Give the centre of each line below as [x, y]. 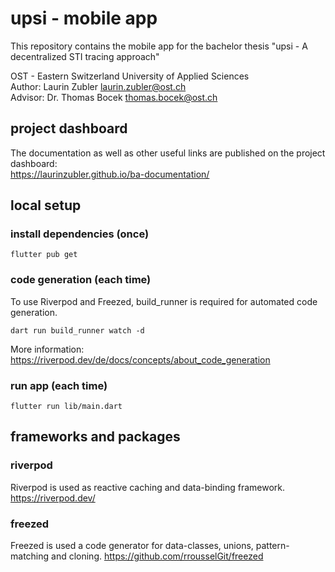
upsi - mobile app [84, 18]
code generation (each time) [81, 280]
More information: [47, 349]
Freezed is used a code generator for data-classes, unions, [132, 546]
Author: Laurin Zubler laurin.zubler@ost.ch [98, 86]
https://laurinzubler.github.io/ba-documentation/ [110, 174]
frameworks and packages [95, 437]
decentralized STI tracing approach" [85, 56]
